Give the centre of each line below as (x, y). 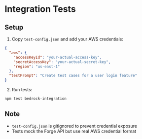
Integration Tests (40, 9)
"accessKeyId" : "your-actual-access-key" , (58, 57)
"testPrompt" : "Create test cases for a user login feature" (73, 76)
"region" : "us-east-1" (37, 67)
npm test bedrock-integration (36, 99)
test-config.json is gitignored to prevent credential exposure (74, 126)
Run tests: (22, 89)
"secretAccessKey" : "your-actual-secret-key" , (62, 62)
